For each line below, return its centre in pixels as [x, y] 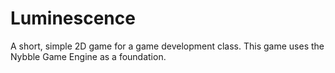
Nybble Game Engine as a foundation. [88, 56]
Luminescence [73, 18]
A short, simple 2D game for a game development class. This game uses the [167, 46]
